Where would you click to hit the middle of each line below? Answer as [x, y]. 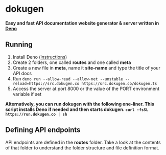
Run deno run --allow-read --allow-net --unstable [68, 79]
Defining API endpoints [43, 130]
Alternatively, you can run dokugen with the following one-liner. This [80, 104]
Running [19, 45]
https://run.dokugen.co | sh [36, 114]
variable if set [27, 94]
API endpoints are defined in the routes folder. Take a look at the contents [83, 142]
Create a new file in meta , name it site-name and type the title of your [87, 68]
